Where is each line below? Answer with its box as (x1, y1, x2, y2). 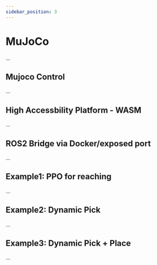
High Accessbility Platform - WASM (5, 105, 142, 115)
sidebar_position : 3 (5, 8, 58, 15)
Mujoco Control (5, 71, 66, 82)
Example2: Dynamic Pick (5, 205, 100, 215)
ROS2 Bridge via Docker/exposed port (5, 138, 151, 149)
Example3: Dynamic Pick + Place (5, 238, 131, 249)
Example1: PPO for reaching (5, 171, 112, 182)
